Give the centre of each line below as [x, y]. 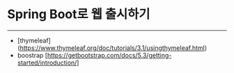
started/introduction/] [48, 63]
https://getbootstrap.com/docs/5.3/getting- [109, 55]
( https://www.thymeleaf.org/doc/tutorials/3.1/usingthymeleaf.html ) [112, 48]
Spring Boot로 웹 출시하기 [79, 14]
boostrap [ [32, 55]
